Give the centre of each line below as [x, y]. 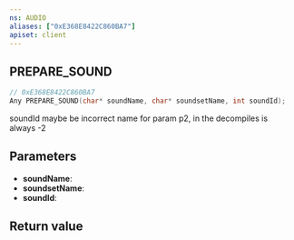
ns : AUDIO [28, 18]
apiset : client [38, 35]
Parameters [43, 157]
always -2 [28, 127]
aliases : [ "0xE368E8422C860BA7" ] [73, 26]
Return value [46, 227]
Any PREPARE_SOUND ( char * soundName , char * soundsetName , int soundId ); [147, 101]
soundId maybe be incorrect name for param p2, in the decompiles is [139, 118]
